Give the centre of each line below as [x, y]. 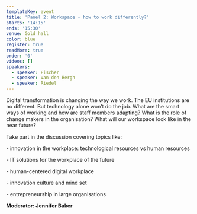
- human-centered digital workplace [50, 171]
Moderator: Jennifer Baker [39, 206]
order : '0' [20, 56]
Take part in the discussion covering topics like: [64, 137]
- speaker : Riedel [34, 84]
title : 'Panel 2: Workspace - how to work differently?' [78, 17]
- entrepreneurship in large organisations [56, 194]
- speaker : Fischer [35, 72]
